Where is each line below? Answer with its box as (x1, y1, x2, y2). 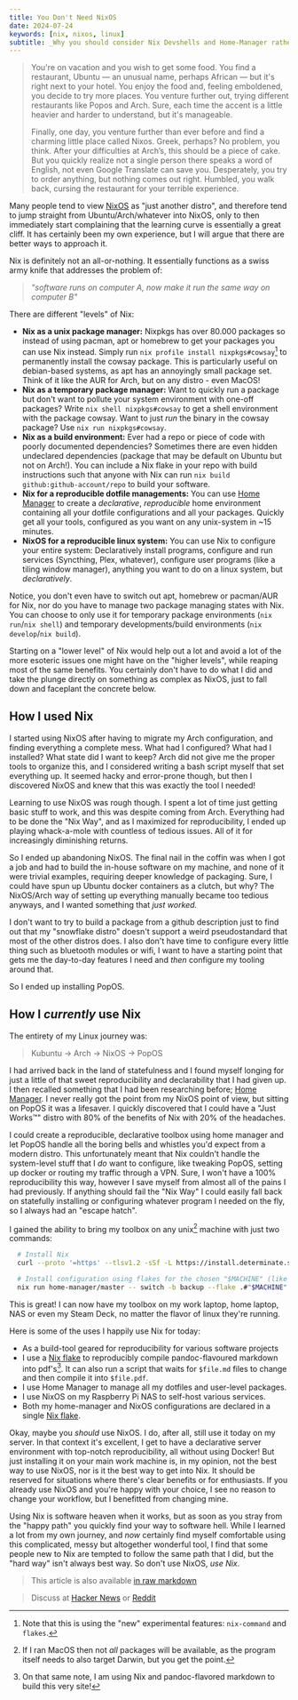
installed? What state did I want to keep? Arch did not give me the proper (9, 751, 276, 762)
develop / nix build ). (9, 628, 82, 638)
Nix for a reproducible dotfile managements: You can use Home (21, 488, 260, 499)
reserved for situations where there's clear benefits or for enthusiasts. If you (9, 1475, 288, 1486)
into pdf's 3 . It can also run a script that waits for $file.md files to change (21, 1361, 287, 1374)
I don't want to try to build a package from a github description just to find (9, 917, 279, 927)
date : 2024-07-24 (9, 21, 74, 30)
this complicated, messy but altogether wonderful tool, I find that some (9, 1539, 269, 1550)
